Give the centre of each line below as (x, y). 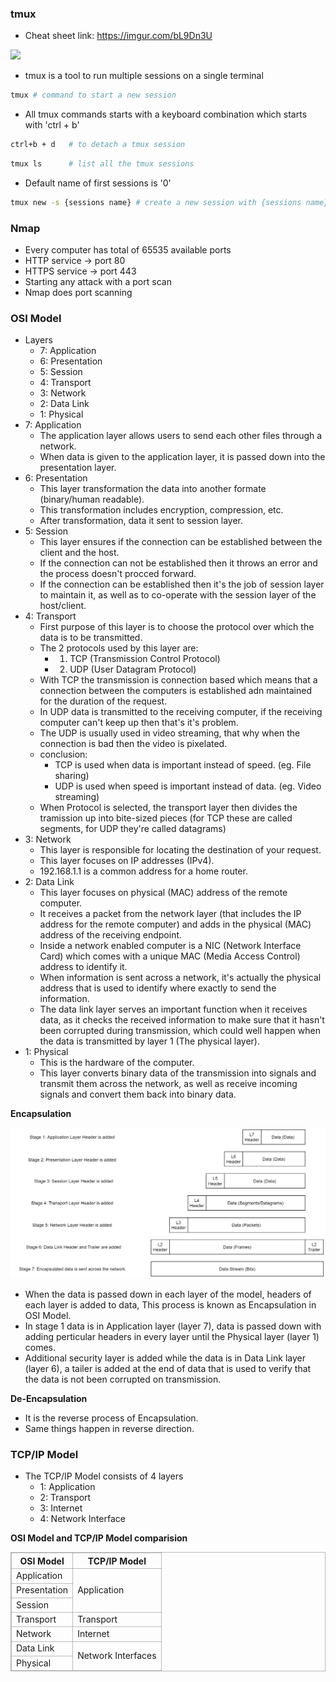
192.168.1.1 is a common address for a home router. (143, 871)
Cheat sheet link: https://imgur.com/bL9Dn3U (118, 36)
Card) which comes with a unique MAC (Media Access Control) (170, 956)
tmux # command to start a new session (93, 95)
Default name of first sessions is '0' (98, 183)
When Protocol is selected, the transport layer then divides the (168, 808)
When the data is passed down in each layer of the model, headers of (168, 1294)
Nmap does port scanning (78, 293)
